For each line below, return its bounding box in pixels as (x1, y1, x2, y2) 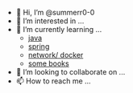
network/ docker (27, 51, 84, 59)
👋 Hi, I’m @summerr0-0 (15, 8, 95, 17)
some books (27, 59, 70, 68)
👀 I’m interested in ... (15, 16, 85, 26)
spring (27, 42, 50, 51)
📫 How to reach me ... (15, 76, 91, 86)
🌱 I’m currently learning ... (15, 25, 102, 34)
